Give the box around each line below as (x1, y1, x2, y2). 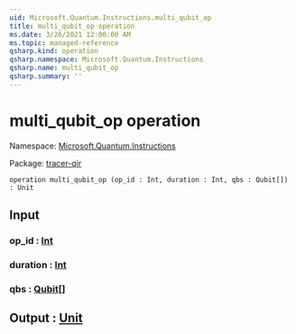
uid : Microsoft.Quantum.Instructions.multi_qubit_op (9, 13, 212, 23)
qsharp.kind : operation (9, 47, 99, 56)
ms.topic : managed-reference (9, 38, 119, 48)
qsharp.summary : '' (9, 72, 83, 81)
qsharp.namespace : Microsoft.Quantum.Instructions (9, 55, 204, 64)
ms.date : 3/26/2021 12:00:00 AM (9, 30, 131, 39)
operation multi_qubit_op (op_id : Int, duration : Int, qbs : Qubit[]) (9, 175, 289, 185)
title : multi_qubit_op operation (9, 22, 135, 31)
